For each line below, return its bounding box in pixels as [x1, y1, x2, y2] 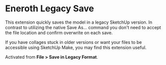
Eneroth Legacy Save [5, 3, 94, 14]
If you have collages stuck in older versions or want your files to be [5, 39, 142, 45]
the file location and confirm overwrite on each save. [5, 30, 113, 35]
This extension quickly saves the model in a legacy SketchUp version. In [5, 19, 153, 25]
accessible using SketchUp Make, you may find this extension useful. [5, 44, 147, 50]
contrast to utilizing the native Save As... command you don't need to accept [5, 24, 161, 30]
